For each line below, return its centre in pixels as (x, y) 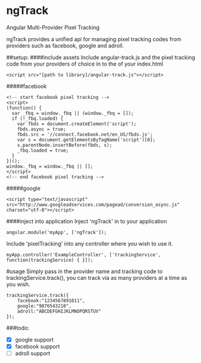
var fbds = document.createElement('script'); (77, 124)
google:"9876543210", (44, 306)
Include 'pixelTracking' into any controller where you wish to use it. (90, 243)
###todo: (18, 328)
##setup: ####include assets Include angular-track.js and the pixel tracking (101, 57)
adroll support (32, 353)
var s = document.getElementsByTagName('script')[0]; (86, 140)
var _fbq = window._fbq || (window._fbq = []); (73, 113)
